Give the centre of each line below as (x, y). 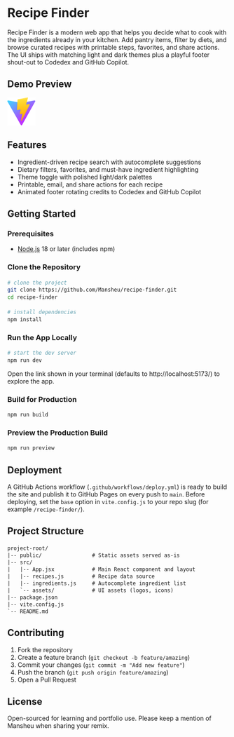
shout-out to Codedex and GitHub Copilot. (68, 62)
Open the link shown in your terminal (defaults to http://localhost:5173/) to (114, 374)
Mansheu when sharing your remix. (58, 726)
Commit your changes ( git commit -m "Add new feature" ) (101, 665)
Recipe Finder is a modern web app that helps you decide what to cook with (117, 32)
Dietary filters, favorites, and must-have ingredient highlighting (108, 169)
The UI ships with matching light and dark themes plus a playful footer (109, 55)
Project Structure (46, 531)
